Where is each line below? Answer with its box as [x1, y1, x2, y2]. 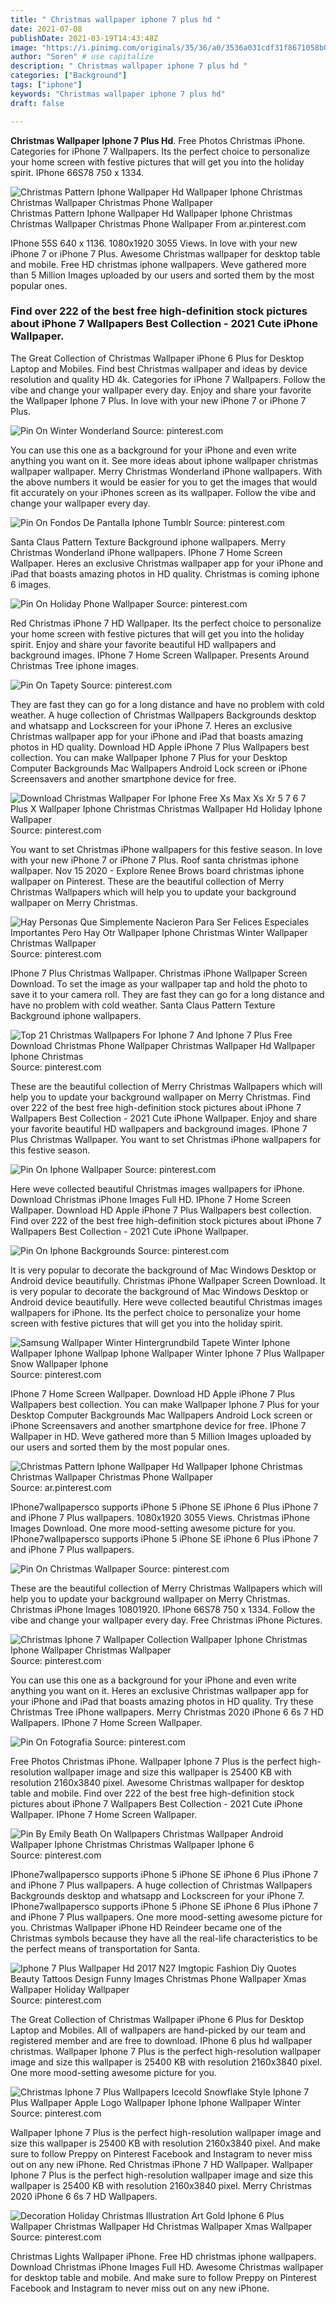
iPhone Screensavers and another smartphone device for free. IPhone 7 [10, 1419, 307, 1431]
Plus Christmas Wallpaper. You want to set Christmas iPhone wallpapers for [10, 1133, 322, 1145]
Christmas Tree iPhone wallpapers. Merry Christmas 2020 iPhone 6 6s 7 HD [10, 1706, 325, 1718]
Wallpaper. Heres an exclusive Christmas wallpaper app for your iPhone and [10, 557, 324, 569]
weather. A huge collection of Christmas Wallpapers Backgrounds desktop [10, 709, 317, 721]
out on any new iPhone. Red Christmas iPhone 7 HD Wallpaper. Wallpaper [10, 2158, 314, 2170]
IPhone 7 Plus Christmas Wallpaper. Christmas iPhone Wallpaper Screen [10, 967, 308, 979]
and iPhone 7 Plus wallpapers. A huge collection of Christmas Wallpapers [10, 1879, 313, 1891]
